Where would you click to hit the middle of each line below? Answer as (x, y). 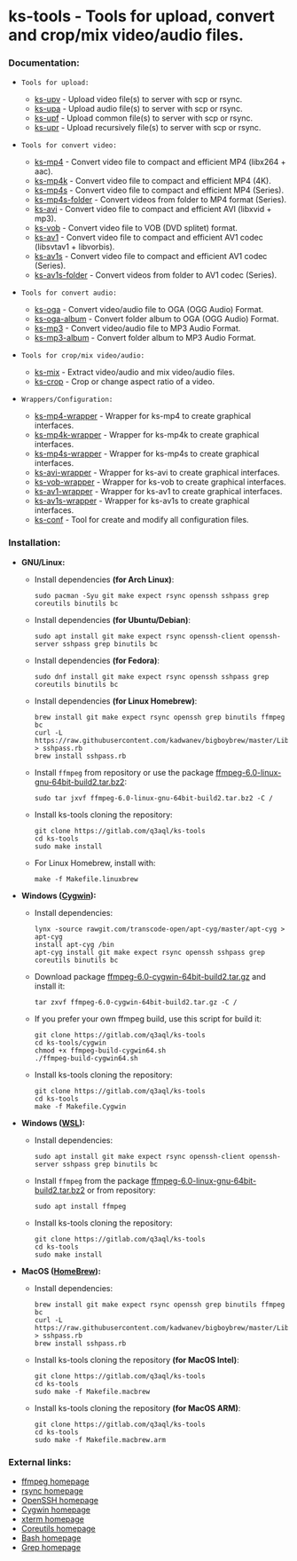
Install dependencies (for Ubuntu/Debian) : (113, 619)
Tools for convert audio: (69, 293)
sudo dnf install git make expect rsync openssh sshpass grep (152, 676)
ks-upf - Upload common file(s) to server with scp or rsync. (144, 118)
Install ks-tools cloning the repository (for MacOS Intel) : (137, 1360)
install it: (50, 986)
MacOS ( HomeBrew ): (61, 1271)
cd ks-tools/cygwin (70, 1043)
